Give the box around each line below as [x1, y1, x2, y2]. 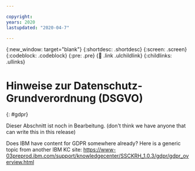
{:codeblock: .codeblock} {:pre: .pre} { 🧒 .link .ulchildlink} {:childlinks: [6, 52, 172, 59]
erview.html [6, 159, 34, 166]
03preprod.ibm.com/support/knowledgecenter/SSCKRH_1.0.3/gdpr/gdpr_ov [6, 152, 189, 159]
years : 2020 [6, 19, 35, 25]
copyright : [6, 14, 33, 19]
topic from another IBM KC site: [6, 146, 82, 153]
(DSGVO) [98, 92, 143, 105]
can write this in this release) [6, 129, 76, 136]
